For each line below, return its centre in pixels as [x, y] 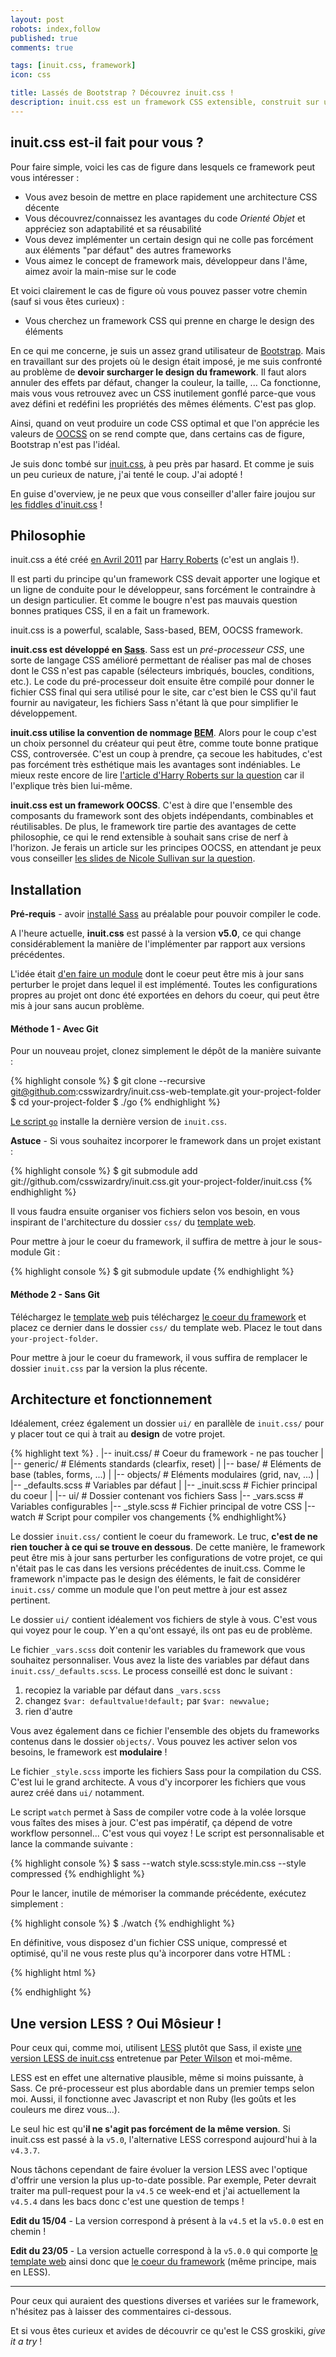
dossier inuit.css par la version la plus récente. [109, 1368]
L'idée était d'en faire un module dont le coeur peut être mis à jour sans [157, 974]
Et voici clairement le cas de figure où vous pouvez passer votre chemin [159, 290]
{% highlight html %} [53, 1973]
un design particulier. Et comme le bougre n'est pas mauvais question [154, 600]
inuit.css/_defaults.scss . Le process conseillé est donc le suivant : [151, 1671]
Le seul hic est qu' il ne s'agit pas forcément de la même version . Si [150, 2129]
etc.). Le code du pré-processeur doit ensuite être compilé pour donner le [162, 682]
